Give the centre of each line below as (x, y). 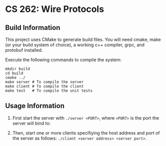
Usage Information (35, 106)
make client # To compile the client (44, 86)
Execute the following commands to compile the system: (63, 60)
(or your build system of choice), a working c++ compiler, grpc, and (75, 45)
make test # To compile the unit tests (49, 91)
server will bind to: (31, 123)
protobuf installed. (24, 50)
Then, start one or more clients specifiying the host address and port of (86, 133)
